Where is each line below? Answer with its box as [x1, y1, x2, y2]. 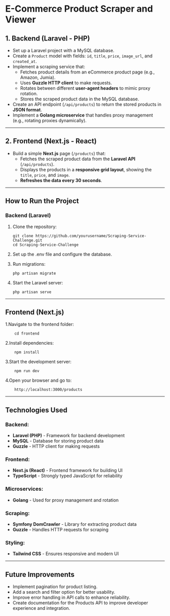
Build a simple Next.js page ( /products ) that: [12, 150, 106, 156]
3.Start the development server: [5, 358, 72, 365]
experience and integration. [12, 605, 70, 611]
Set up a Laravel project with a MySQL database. [12, 48, 115, 53]
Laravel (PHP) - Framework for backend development [12, 432, 125, 439]
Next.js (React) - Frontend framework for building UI [12, 467, 123, 474]
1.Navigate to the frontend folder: [5, 321, 74, 328]
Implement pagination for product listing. [12, 584, 98, 590]
